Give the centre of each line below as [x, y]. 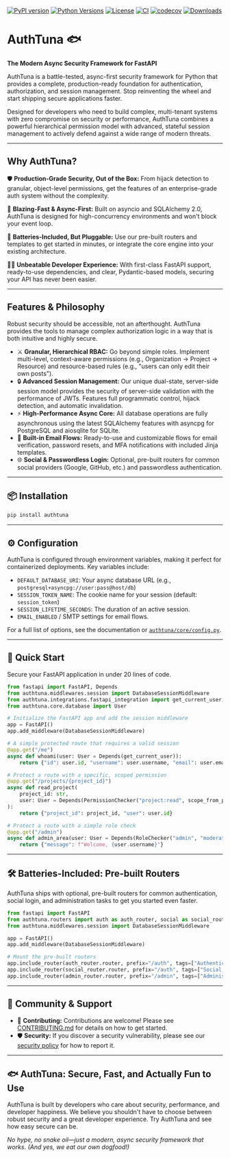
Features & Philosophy [56, 307]
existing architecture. [37, 251]
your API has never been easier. [52, 279]
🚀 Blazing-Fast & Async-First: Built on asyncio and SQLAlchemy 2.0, [105, 208]
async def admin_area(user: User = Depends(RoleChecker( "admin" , [102, 839]
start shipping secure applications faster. [65, 98]
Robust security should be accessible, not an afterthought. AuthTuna [104, 324]
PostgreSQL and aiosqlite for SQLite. [68, 430]
